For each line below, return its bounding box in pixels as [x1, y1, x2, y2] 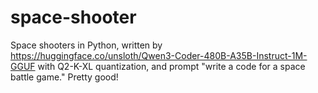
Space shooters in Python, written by [10, 39, 163, 51]
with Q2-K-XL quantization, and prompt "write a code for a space [37, 60, 306, 72]
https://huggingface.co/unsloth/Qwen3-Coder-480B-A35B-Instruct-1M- [10, 49, 308, 61]
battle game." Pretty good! [10, 71, 119, 83]
